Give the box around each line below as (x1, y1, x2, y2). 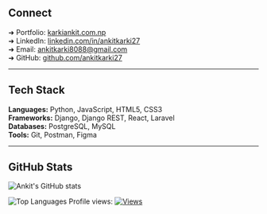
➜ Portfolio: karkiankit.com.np (8, 27, 106, 37)
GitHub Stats (8, 161, 73, 174)
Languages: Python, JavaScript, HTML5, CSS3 (8, 104, 163, 114)
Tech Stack (8, 84, 65, 97)
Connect (8, 6, 52, 20)
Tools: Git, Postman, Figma (8, 130, 98, 139)
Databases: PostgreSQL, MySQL (8, 121, 116, 130)
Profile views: (68, 196, 114, 206)
